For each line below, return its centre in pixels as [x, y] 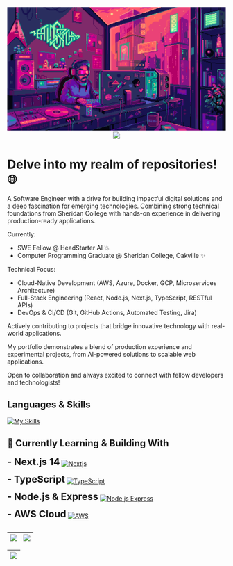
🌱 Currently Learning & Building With [88, 443]
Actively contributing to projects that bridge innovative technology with [109, 326]
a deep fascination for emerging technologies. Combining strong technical [113, 206]
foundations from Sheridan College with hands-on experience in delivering [114, 213]
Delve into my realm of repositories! [112, 164]
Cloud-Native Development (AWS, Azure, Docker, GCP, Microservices [117, 283]
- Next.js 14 [34, 462]
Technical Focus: [32, 270]
